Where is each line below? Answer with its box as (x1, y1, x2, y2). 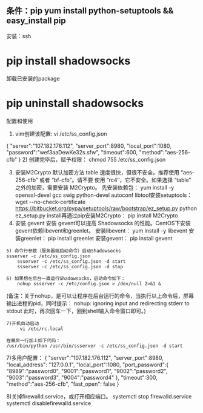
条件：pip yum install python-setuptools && (6, 5, 174, 16)
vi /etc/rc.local (19, 326, 64, 332)
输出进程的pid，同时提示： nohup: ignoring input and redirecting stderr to (6, 299, 190, 307)
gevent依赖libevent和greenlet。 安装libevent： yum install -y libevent (15, 226, 188, 234)
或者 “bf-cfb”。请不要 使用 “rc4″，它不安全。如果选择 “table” (39, 176, 191, 183)
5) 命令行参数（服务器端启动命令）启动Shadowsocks (6, 248, 121, 254)
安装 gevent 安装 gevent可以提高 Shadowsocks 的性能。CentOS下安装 (15, 219, 191, 226)
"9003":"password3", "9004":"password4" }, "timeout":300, (6, 374, 158, 381)
